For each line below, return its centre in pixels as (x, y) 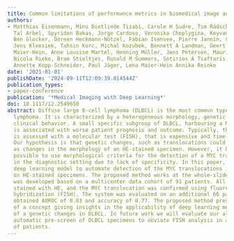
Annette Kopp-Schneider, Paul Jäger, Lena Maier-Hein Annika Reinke (115, 65)
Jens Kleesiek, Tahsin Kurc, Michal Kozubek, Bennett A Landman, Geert (120, 46)
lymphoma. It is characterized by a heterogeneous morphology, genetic (120, 117)
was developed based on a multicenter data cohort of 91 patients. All (120, 181)
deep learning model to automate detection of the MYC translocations (118, 168)
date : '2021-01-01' (36, 72)
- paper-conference (36, 91)
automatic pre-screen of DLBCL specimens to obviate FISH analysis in (118, 220)
